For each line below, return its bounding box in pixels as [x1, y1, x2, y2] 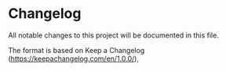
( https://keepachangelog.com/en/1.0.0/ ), [8, 54, 140, 63]
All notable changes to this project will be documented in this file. [8, 30, 220, 40]
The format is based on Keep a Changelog [8, 45, 145, 55]
